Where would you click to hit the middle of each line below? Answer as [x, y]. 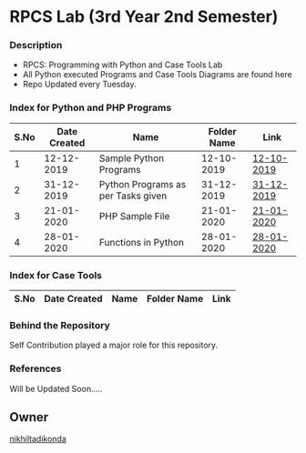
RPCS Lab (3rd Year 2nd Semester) [144, 17]
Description [36, 45]
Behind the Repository [60, 325]
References [36, 368]
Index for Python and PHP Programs [91, 108]
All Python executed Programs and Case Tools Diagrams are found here [158, 75]
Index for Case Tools [56, 275]
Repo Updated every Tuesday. [79, 85]
